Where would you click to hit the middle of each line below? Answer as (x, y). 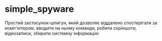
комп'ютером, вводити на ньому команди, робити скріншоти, (71, 28)
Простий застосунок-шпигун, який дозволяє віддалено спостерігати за (81, 23)
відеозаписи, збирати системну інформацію (52, 33)
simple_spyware (39, 9)
